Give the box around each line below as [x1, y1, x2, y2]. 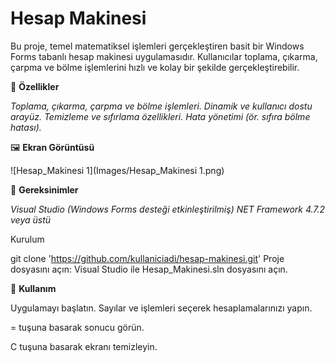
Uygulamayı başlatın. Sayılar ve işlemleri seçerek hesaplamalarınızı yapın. [10, 302, 313, 314]
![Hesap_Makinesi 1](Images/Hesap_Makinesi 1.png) [10, 164, 225, 176]
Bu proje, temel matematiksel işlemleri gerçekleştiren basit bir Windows [10, 40, 305, 52]
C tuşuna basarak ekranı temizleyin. [10, 340, 158, 352]
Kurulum [10, 233, 45, 245]
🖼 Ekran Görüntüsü [10, 141, 95, 153]
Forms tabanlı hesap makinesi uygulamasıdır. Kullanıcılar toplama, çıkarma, [10, 50, 318, 62]
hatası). [10, 121, 42, 133]
